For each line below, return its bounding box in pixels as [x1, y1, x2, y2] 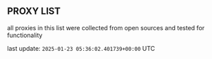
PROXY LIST [7, 5, 61, 17]
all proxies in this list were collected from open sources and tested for [7, 23, 205, 32]
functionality [7, 31, 43, 39]
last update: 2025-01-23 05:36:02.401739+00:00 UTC [7, 44, 156, 52]
